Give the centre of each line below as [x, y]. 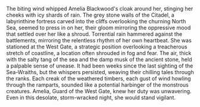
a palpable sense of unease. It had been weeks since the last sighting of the [100, 66]
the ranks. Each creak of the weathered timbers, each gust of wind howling [99, 78]
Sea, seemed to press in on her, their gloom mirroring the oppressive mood [99, 27]
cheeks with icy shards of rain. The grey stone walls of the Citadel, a [90, 15]
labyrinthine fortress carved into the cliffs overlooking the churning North [96, 21]
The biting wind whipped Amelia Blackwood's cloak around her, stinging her [100, 9]
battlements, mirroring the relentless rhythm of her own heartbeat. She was [99, 40]
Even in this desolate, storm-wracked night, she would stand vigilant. [91, 97]
